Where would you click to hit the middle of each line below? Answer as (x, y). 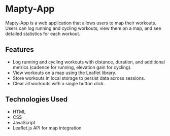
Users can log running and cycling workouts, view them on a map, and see (83, 28)
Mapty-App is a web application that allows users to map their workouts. (81, 23)
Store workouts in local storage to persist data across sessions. (79, 78)
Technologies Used (36, 99)
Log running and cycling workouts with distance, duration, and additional (89, 62)
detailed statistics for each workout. (43, 33)
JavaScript (24, 122)
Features (20, 49)
